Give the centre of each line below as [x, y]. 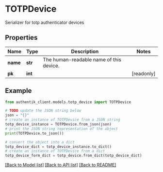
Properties [21, 38]
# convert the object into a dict [40, 142]
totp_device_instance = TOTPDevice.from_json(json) [58, 124]
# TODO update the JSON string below [43, 111]
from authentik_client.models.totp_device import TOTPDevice [68, 102]
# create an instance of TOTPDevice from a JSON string [63, 120]
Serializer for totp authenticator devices [45, 22]
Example [18, 91]
